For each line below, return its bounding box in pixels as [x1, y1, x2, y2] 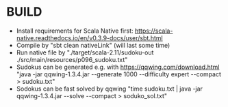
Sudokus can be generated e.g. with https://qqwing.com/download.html [16, 63, 220, 71]
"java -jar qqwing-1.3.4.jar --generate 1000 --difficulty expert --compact [16, 70, 222, 78]
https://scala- [134, 27, 173, 35]
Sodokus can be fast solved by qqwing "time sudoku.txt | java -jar [16, 85, 203, 93]
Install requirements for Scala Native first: [16, 27, 134, 35]
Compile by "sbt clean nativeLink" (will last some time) [16, 41, 170, 49]
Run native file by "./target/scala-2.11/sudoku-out [16, 48, 154, 57]
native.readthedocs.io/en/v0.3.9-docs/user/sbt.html [16, 33, 163, 42]
